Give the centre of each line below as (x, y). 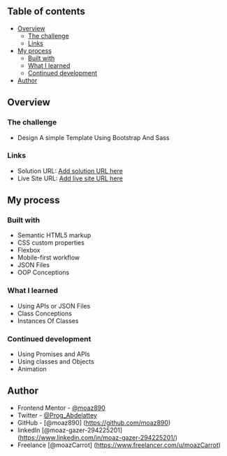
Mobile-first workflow (49, 257)
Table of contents (46, 12)
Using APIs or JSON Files (54, 306)
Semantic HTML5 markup (54, 235)
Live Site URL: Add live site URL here (70, 178)
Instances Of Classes (48, 320)
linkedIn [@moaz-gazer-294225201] (70, 430)
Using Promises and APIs (54, 354)
